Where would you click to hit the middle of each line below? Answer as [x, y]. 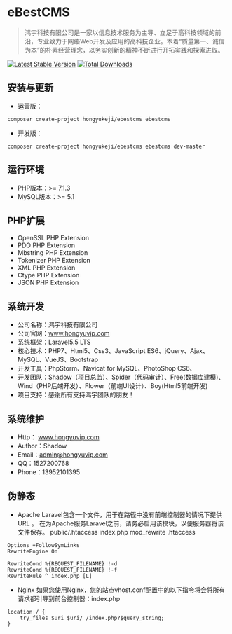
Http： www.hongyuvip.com [58, 437]
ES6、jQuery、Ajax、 [178, 351]
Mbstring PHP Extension [53, 253]
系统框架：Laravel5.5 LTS [54, 342]
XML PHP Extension [46, 268]
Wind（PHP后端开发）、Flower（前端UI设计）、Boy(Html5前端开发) [112, 386]
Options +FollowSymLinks [43, 545]
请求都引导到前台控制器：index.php [69, 598]
